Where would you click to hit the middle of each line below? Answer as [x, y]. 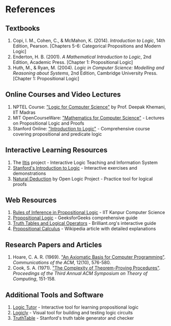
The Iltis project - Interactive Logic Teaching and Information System [85, 162]
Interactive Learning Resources [56, 150]
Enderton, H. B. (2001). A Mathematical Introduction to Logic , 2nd [82, 57]
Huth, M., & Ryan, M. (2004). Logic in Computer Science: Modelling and [89, 68]
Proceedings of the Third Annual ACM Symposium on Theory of [80, 273]
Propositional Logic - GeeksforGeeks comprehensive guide [75, 218]
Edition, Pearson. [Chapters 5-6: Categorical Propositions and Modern [87, 46]
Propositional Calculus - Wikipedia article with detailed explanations [84, 229]
